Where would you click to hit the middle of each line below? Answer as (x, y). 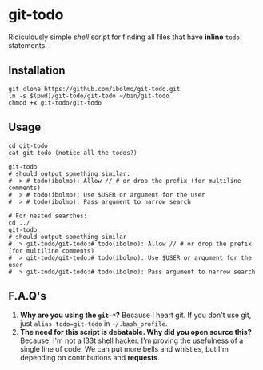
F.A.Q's (27, 296)
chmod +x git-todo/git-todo (55, 103)
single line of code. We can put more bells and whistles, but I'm (124, 349)
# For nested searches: (48, 216)
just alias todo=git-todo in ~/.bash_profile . (94, 324)
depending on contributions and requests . (90, 358)
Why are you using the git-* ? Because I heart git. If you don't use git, (135, 315)
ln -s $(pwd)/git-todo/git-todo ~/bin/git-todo (89, 96)
